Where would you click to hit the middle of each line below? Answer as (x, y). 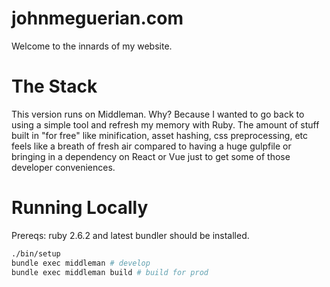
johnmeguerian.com (97, 18)
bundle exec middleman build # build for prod (110, 272)
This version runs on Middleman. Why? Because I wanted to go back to (158, 114)
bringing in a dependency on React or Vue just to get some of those (151, 156)
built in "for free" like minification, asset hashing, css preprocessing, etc (159, 135)
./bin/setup (36, 253)
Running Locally (80, 208)
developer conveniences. (63, 167)
